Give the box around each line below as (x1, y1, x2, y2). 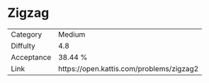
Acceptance (11, 52, 52, 62)
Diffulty (11, 41, 35, 51)
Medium (57, 30, 86, 39)
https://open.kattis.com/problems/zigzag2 (57, 63, 199, 73)
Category (11, 30, 43, 39)
